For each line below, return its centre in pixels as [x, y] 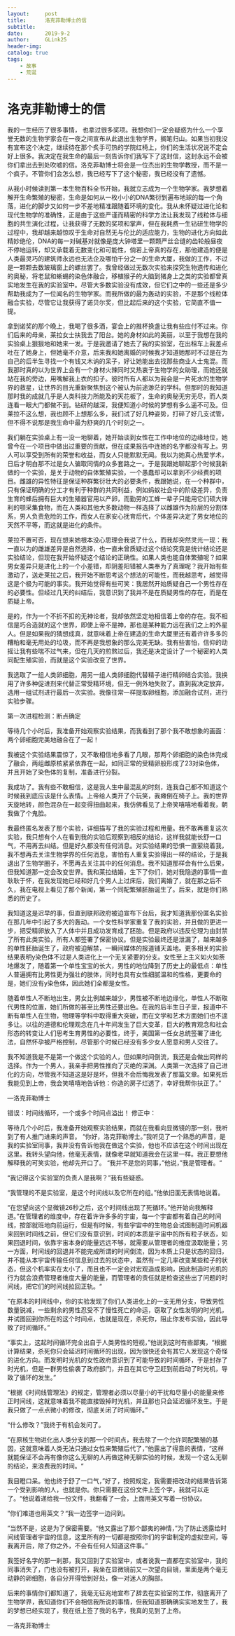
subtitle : [22, 27]
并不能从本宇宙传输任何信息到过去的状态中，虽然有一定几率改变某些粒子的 [114, 1260]
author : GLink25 [37, 40]
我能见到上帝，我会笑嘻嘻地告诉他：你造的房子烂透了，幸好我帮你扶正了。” [114, 1083]
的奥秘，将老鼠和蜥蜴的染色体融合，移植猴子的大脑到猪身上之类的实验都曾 [114, 276]
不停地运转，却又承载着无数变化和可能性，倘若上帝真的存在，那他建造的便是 [117, 250]
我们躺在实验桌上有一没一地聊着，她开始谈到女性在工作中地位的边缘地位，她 [117, 437]
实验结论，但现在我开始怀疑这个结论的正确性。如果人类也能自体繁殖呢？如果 [117, 557]
